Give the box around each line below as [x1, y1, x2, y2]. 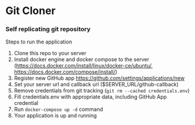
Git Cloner [5, 4, 56, 18]
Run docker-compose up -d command [13, 106, 104, 113]
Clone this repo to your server [13, 50, 87, 57]
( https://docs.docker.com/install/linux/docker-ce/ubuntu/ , [13, 62, 153, 69]
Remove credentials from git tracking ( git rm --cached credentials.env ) [13, 87, 190, 94]
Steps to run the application [5, 38, 73, 45]
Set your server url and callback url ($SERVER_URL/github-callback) [13, 81, 179, 88]
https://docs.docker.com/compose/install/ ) [13, 69, 118, 76]
